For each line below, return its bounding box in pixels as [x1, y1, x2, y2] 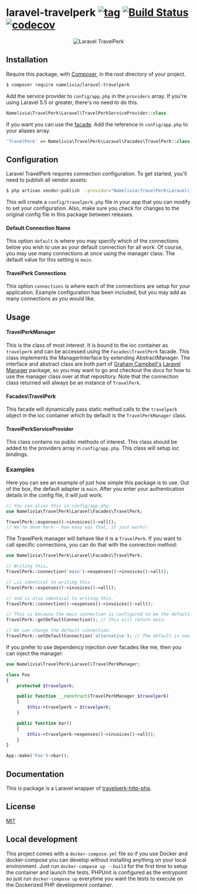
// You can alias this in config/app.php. [6, 503, 111, 508]
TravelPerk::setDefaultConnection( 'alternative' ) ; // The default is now [6, 633, 191, 639]
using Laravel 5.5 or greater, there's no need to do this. [6, 99, 139, 106]
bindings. [6, 451, 29, 458]
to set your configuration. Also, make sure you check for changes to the [6, 205, 180, 212]
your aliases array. [6, 127, 51, 134]
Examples [6, 466, 35, 474]
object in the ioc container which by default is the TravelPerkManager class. [6, 412, 187, 419]
